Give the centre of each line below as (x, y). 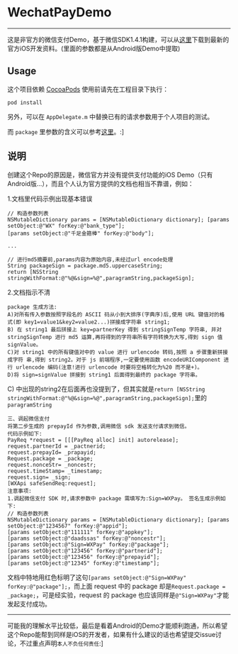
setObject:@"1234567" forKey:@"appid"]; (68, 526)
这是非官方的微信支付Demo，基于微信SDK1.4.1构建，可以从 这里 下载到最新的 (118, 39)
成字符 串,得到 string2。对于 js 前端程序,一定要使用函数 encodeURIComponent (114, 360)
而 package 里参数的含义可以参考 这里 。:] (66, 131)
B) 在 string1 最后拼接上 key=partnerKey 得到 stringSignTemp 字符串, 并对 (114, 329)
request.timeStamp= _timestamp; (55, 471)
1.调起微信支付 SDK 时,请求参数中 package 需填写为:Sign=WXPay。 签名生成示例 (114, 498)
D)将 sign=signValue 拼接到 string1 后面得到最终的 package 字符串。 (104, 375)
